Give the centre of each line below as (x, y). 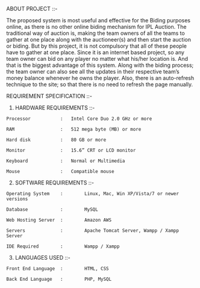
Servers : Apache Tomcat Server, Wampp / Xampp (93, 231)
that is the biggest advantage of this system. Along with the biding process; (100, 65)
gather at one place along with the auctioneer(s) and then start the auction (99, 39)
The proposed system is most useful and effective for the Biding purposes (98, 20)
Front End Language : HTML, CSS (58, 269)
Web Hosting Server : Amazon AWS (59, 220)
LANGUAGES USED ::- (42, 258)
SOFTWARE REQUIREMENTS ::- (55, 183)
